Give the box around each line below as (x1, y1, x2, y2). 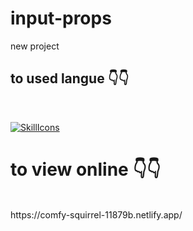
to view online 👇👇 (10, 158, 162, 181)
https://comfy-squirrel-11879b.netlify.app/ (10, 208, 183, 221)
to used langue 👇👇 (10, 70, 130, 87)
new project (10, 40, 60, 52)
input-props (10, 7, 112, 30)
